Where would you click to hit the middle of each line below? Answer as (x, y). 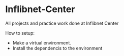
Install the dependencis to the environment (57, 48)
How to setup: (20, 33)
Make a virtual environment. (42, 43)
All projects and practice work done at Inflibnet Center (62, 23)
